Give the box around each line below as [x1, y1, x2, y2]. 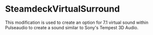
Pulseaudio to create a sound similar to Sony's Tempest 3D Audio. [5, 24, 139, 30]
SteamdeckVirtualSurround [5, 3, 120, 15]
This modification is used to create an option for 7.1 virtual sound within [5, 19, 149, 25]
